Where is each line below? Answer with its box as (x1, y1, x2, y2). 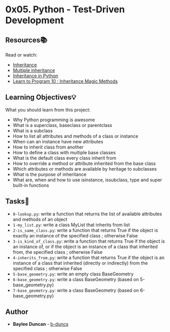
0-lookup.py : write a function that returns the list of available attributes (12, 211, 162, 217)
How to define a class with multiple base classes (12, 149, 116, 155)
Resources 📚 (5, 35, 48, 44)
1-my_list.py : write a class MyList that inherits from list (12, 222, 130, 228)
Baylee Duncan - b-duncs (12, 321, 68, 327)
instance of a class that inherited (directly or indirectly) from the (12, 260, 148, 266)
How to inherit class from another (12, 144, 84, 150)
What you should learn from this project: (5, 106, 91, 113)
